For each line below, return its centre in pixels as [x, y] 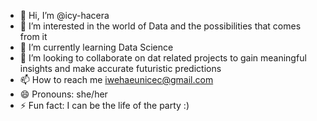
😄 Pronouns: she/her [63, 94]
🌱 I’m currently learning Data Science [96, 47]
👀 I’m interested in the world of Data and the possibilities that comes [160, 26]
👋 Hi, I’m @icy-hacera [64, 15]
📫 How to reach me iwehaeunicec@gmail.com [116, 79]
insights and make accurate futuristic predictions [120, 68]
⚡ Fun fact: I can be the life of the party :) [104, 105]
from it [33, 36]
